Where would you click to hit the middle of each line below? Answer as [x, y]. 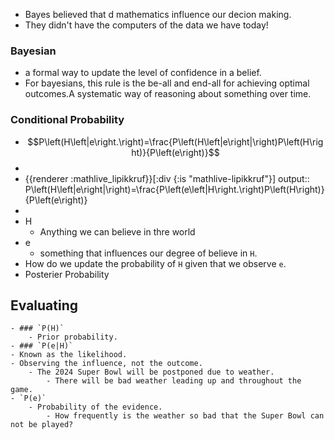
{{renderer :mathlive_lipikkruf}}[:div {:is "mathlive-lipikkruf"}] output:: [167, 178]
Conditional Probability [67, 120]
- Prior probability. [73, 337]
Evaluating [44, 305]
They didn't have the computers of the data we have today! [146, 25]
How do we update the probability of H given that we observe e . [155, 263]
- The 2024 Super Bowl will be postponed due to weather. [151, 372]
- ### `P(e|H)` [42, 346]
